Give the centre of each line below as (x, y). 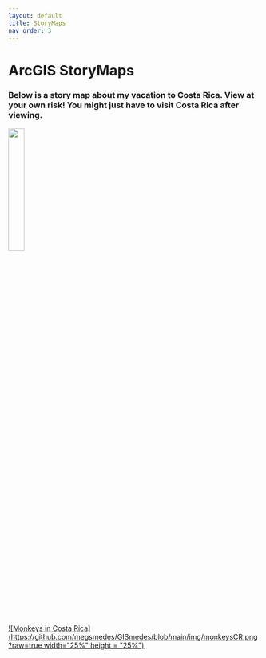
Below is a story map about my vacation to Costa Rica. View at (131, 95)
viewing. (26, 115)
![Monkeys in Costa (40, 628)
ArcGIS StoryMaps (71, 70)
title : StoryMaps (37, 23)
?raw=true (25, 645)
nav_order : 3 (30, 30)
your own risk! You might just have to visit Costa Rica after (124, 105)
